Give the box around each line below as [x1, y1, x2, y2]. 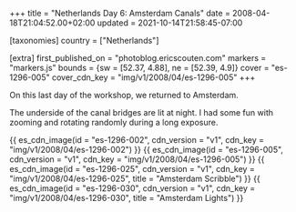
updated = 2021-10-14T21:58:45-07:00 [97, 17, 243, 28]
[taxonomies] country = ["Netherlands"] [9, 35, 159, 45]
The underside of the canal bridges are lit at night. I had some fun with [9, 107, 273, 117]
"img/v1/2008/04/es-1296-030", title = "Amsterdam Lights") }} [9, 193, 244, 203]
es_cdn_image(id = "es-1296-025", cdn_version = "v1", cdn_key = [9, 164, 255, 174]
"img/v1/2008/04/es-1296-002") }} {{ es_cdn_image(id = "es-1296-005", [9, 145, 284, 155]
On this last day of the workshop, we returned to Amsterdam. [9, 90, 239, 100]
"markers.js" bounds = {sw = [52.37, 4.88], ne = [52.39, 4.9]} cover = [9, 63, 270, 73]
